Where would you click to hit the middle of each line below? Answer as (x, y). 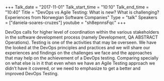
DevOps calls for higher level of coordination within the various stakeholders (82, 32)
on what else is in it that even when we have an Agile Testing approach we (80, 63)
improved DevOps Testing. (32, 73)
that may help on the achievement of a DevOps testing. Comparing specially (82, 58)
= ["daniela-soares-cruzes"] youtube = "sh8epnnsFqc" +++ (66, 22)
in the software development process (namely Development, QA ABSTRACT (82, 37)
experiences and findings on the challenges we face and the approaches (79, 53)
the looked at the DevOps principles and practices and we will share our (78, 48)
